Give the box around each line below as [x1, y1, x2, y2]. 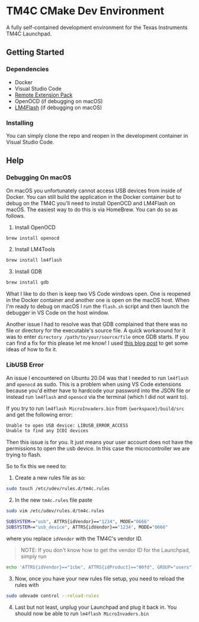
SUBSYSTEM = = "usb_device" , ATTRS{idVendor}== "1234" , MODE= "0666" [6, 524, 168, 530]
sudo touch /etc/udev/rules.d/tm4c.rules [6, 485, 110, 492]
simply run [20, 553, 47, 560]
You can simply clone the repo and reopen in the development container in [6, 132, 188, 139]
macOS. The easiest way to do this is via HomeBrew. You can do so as [6, 206, 178, 213]
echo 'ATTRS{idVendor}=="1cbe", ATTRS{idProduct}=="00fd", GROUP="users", [6, 564, 195, 570]
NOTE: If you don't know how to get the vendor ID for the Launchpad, [20, 546, 191, 553]
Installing [6, 119, 34, 127]
